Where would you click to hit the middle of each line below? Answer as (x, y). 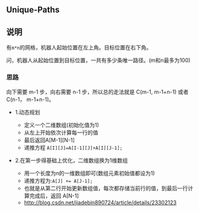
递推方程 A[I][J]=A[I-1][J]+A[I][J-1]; (73, 148)
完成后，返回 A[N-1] (54, 196)
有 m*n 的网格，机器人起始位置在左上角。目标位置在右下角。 (79, 48)
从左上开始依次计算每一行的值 (61, 132)
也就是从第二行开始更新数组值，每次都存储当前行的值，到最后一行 (106, 188)
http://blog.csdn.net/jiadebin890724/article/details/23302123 (100, 202)
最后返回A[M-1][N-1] (49, 140)
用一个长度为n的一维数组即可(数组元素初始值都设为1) (89, 173)
